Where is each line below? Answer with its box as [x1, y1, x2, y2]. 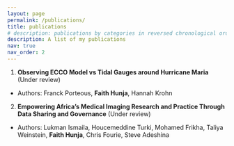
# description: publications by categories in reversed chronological [7, 29, 217, 37]
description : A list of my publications [7, 36, 127, 43]
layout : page [7, 10, 45, 17]
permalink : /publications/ [7, 17, 86, 24]
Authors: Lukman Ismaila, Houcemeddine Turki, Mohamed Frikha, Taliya [17, 123, 224, 131]
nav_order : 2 [7, 49, 45, 56]
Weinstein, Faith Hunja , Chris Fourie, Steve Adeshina [17, 130, 169, 139]
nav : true [7, 42, 36, 49]
